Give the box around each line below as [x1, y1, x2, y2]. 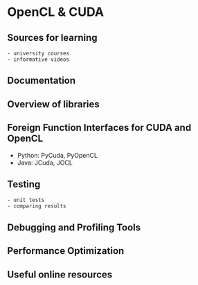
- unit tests [7, 196, 45, 204]
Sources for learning [7, 32, 98, 44]
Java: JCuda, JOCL [17, 158, 73, 167]
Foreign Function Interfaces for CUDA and [7, 122, 192, 134]
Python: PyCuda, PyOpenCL [17, 151, 98, 159]
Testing [7, 178, 41, 190]
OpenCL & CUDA [7, 4, 105, 20]
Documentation [7, 75, 76, 86]
